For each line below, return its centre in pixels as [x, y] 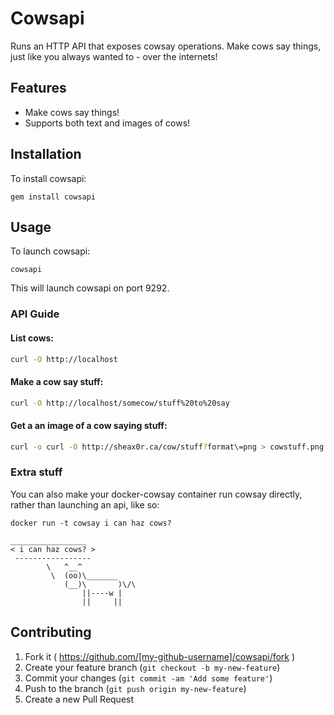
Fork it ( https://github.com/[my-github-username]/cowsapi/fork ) [160, 656]
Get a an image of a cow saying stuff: [89, 426]
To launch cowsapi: [50, 251]
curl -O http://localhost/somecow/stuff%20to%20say [120, 403]
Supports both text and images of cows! [107, 123]
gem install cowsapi [53, 197]
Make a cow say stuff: [57, 381]
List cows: [32, 338]
